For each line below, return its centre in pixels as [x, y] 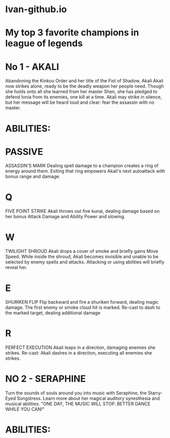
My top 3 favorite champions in [72, 33]
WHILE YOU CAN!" [25, 409]
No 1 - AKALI [32, 67]
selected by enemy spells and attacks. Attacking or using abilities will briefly [85, 262]
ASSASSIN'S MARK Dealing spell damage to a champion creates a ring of [82, 166]
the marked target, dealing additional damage [53, 313]
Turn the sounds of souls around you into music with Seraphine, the [76, 393]
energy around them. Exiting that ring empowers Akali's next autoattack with [85, 171]
